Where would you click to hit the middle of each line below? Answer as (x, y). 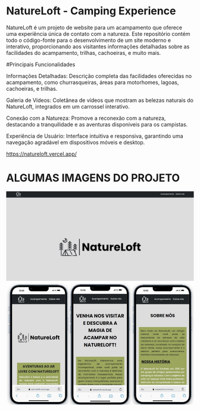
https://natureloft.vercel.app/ (42, 154)
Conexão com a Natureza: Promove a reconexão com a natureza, (86, 118)
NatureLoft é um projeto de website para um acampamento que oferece (94, 27)
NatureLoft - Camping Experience (91, 11)
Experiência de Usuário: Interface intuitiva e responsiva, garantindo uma (95, 136)
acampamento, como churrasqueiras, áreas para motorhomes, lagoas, (93, 82)
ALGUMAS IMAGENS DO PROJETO (93, 178)
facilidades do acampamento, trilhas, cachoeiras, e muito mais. (84, 52)
